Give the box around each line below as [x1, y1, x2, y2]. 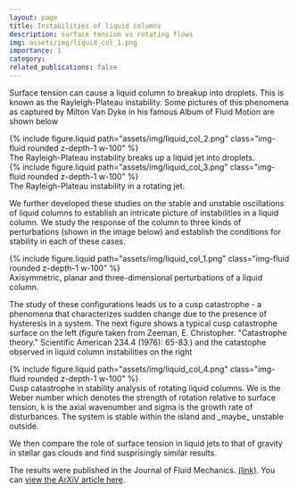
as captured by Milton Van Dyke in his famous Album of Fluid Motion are [9, 106, 275, 117]
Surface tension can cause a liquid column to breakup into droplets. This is [9, 87, 284, 98]
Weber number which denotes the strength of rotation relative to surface [9, 392, 277, 403]
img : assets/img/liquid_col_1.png [9, 38, 138, 47]
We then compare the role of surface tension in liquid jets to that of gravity [9, 438, 283, 448]
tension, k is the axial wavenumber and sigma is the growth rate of [9, 401, 253, 412]
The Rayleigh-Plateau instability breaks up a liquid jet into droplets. [9, 152, 255, 163]
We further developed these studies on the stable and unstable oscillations [9, 197, 285, 208]
